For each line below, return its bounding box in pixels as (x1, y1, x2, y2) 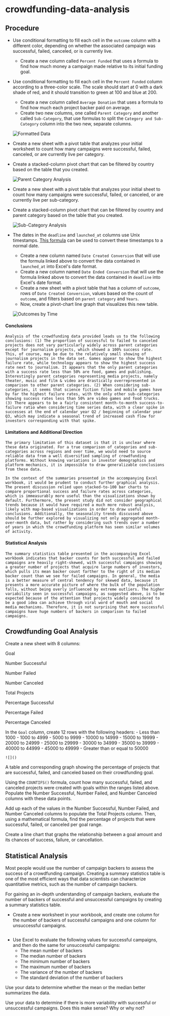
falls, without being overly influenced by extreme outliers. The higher (5, 587, 165, 592)
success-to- (139, 400, 165, 406)
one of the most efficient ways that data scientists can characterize (5, 876, 146, 882)
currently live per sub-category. (12, 197, 80, 203)
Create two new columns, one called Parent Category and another (20, 110, 159, 116)
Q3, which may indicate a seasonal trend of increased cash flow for (5, 414, 156, 419)
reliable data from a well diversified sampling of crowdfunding (5, 454, 146, 459)
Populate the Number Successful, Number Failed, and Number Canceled (5, 790, 157, 796)
